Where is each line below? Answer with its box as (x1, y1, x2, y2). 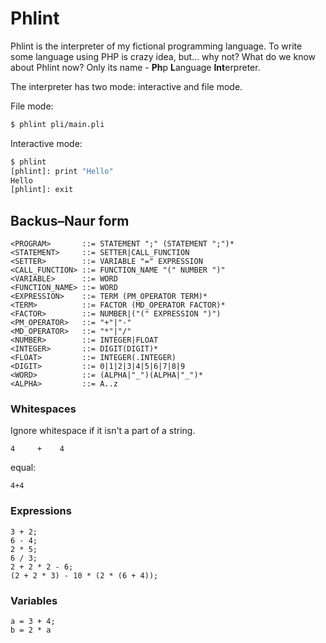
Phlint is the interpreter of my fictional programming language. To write (10, 40, 303, 52)
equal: (10, 462, 37, 474)
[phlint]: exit (10, 185, 74, 195)
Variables (10, 593, 58, 607)
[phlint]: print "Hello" (10, 166, 114, 176)
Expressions (10, 504, 72, 518)
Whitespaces (10, 402, 77, 416)
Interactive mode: (10, 137, 83, 149)
